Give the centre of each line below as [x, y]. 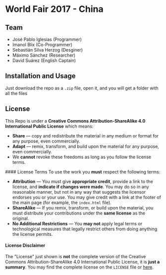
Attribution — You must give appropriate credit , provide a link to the [83, 181]
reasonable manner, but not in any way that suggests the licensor [79, 192]
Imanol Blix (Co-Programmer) [42, 45]
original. [21, 218]
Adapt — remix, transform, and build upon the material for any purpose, [86, 146]
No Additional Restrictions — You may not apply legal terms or [77, 223]
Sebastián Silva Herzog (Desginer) [48, 50]
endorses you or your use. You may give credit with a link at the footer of [86, 197]
